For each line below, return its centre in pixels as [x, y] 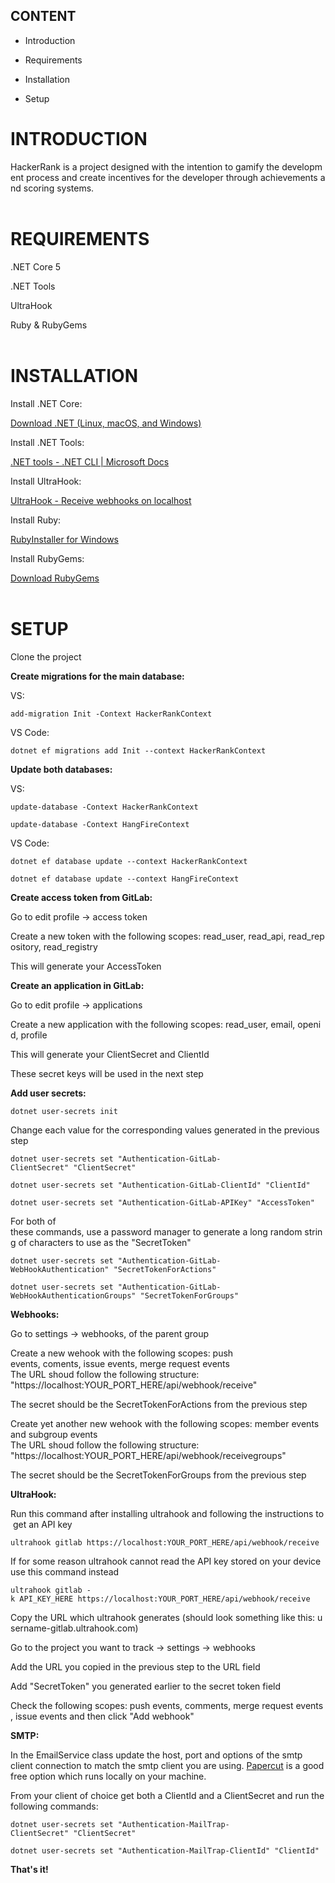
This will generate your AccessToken [86, 966]
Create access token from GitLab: [81, 897]
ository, [26, 946]
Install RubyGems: [47, 558]
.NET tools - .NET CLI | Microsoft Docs [90, 461]
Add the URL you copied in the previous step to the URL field [135, 1666]
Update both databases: [61, 769]
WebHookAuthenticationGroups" [73, 1295]
